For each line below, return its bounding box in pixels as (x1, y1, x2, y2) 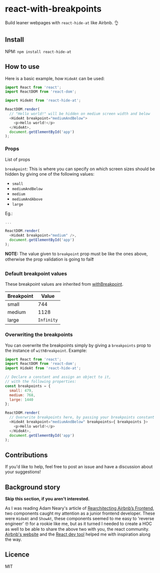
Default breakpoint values (5, 270, 67, 277)
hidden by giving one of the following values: (5, 171, 95, 177)
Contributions (5, 451, 48, 459)
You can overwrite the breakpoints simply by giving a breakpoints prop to (5, 342, 151, 348)
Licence (5, 551, 30, 559)
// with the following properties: (5, 379, 77, 384)
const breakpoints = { (5, 383, 51, 389)
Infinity (38, 317, 58, 323)
